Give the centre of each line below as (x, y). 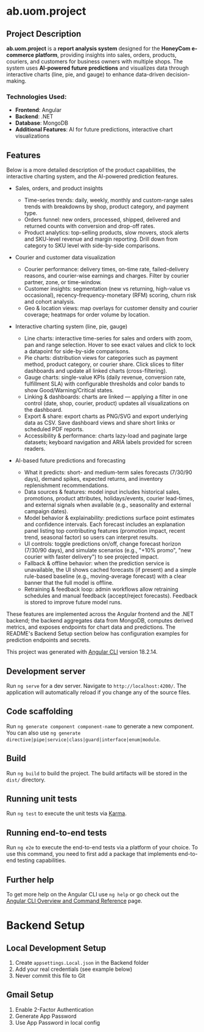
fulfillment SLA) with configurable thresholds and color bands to (104, 384)
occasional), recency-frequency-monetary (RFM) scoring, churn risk (110, 295)
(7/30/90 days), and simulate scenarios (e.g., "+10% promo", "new (108, 551)
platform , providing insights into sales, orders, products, (106, 55)
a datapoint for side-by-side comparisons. (77, 351)
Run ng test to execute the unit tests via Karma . (66, 813)
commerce (20, 55)
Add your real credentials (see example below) (74, 969)
